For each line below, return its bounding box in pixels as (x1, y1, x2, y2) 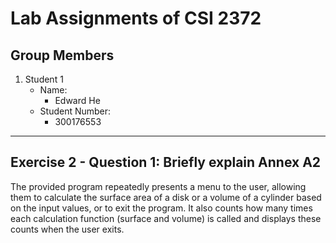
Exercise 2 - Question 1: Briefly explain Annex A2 (10, 154, 322, 171)
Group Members (10, 47, 115, 64)
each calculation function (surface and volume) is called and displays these (10, 212, 322, 224)
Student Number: (39, 105, 112, 117)
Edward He (54, 95, 101, 106)
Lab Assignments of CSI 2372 (10, 7, 262, 30)
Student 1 (24, 73, 64, 85)
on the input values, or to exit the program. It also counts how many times (10, 202, 313, 214)
